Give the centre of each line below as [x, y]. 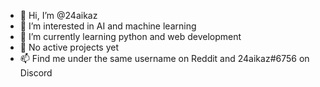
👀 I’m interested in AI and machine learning [108, 26]
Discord [36, 73]
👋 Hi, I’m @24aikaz [58, 15]
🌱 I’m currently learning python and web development [130, 36]
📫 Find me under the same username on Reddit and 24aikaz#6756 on [164, 58]
